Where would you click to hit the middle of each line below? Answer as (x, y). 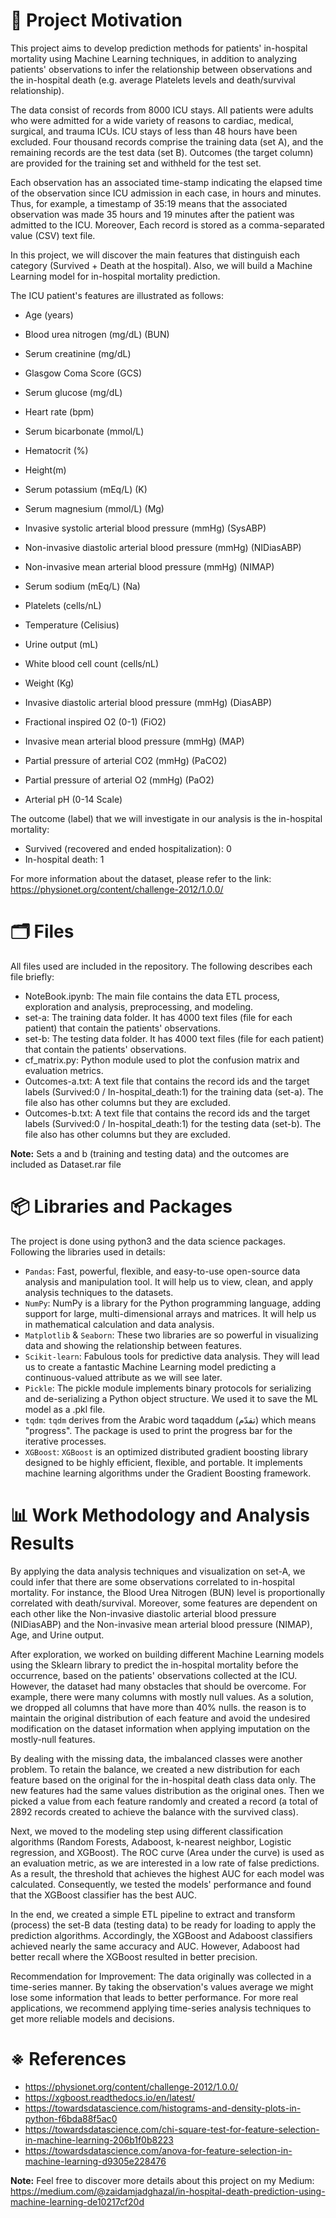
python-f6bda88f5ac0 (71, 2118)
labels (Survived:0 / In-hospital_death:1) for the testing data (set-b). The (173, 1123)
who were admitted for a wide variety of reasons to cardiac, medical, (152, 120)
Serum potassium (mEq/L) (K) (86, 489)
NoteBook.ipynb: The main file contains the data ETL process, (152, 996)
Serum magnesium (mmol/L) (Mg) (94, 508)
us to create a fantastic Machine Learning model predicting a (150, 1366)
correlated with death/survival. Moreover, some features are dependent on (164, 1603)
